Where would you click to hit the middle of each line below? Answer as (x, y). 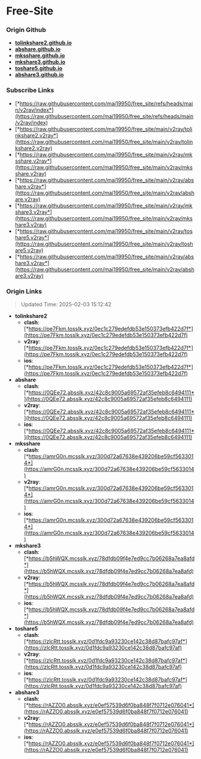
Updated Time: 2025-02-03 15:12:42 (66, 304)
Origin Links (24, 291)
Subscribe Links (30, 90)
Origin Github (26, 30)
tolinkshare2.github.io (43, 43)
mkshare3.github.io (40, 62)
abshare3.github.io (39, 75)
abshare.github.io (38, 49)
